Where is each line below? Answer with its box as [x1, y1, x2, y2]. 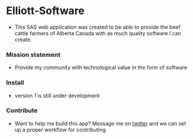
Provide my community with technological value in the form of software [14, 64, 188, 71]
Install [6, 79, 25, 87]
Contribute [6, 107, 38, 115]
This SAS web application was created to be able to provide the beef [14, 23, 181, 30]
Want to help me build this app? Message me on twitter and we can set [14, 120, 187, 127]
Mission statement [6, 50, 60, 59]
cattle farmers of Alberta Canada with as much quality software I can [14, 29, 182, 36]
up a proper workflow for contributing [14, 126, 106, 133]
